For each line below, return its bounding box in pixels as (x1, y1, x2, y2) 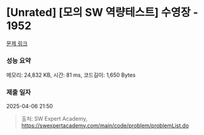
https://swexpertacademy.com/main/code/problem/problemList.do (21, 122, 189, 129)
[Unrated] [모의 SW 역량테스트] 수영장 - (6, 5, 199, 19)
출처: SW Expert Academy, (21, 115, 88, 122)
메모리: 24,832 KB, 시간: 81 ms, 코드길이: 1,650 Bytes (6, 71, 136, 79)
